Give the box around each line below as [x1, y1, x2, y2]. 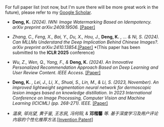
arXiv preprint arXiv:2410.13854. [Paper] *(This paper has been [12, 44, 141, 50]
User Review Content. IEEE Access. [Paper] [12, 70, 101, 76]
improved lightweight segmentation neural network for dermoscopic [12, 85, 152, 90]
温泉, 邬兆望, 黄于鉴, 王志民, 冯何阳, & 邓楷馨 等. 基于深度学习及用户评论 [12, 111, 159, 116]
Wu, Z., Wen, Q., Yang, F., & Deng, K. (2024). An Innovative [12, 59, 133, 65]
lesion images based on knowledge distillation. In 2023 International [12, 90, 152, 95]
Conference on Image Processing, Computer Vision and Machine [12, 95, 145, 101]
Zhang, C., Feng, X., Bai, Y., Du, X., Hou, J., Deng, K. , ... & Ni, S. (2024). [12, 34, 160, 40]
